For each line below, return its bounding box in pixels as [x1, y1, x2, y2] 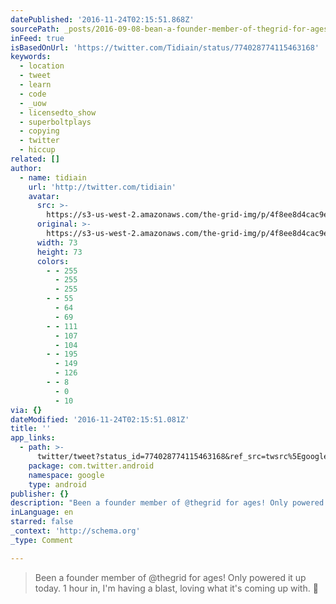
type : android [28, 479, 87, 490]
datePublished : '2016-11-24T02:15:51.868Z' [10, 14, 195, 25]
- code [19, 89, 47, 99]
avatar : [28, 191, 60, 201]
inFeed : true [10, 33, 65, 43]
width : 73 [36, 237, 78, 248]
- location [19, 61, 65, 71]
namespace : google [28, 470, 105, 480]
